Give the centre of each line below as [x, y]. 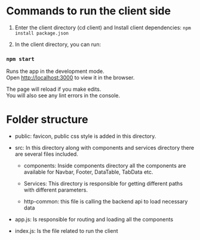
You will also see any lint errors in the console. [63, 96]
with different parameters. [56, 190]
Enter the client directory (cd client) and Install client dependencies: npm [103, 27]
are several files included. [47, 154]
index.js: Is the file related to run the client [66, 231]
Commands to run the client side [89, 11]
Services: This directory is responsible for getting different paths [103, 184]
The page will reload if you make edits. [54, 89]
